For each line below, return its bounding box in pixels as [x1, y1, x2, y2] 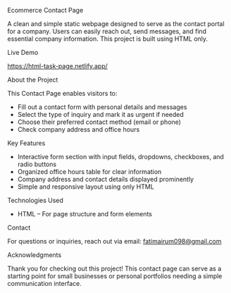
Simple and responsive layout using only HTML [17, 182, 155, 191]
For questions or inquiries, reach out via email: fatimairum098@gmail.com [7, 237, 222, 245]
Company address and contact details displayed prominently [17, 175, 194, 183]
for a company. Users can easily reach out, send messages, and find [7, 27, 206, 35]
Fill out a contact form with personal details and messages [17, 103, 187, 111]
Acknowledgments [7, 251, 62, 259]
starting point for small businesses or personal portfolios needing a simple [7, 272, 223, 280]
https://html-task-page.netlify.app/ [7, 62, 108, 70]
